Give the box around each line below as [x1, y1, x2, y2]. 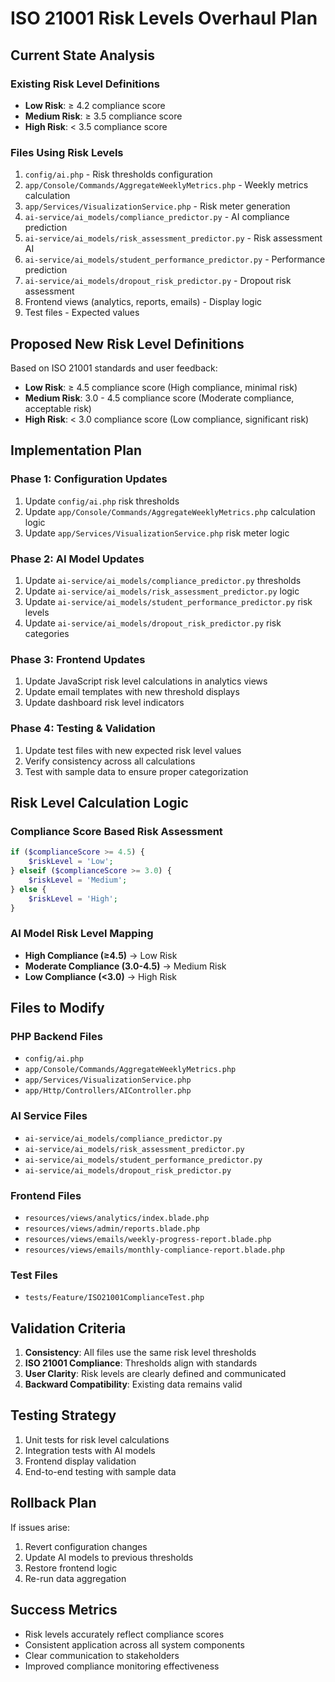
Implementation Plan [10, 442, 143, 459]
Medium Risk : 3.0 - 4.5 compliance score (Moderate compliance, [24, 392, 295, 404]
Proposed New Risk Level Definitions [10, 335, 245, 352]
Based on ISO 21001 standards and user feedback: [10, 362, 218, 374]
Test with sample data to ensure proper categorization [24, 765, 249, 777]
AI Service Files [10, 1109, 88, 1123]
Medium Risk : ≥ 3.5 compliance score [24, 110, 183, 122]
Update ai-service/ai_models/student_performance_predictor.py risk [24, 595, 313, 607]
